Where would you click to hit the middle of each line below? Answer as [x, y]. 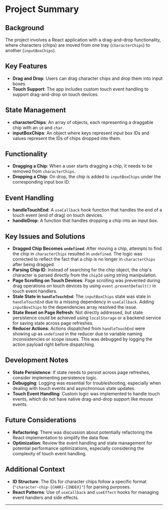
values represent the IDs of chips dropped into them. [67, 138]
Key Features [26, 66]
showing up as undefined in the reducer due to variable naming [77, 334]
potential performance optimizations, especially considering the [78, 448]
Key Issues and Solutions [45, 236]
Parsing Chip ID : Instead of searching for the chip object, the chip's [82, 270]
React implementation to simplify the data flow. [61, 437]
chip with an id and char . [38, 127]
